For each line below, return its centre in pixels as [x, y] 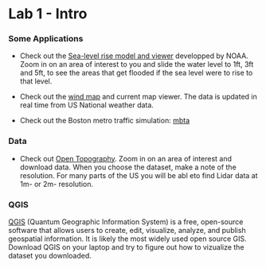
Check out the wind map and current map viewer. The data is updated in [138, 97]
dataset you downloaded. [50, 256]
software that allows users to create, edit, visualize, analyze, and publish [127, 231]
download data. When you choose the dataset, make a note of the [128, 167]
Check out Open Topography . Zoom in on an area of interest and [126, 158]
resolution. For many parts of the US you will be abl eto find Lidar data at [139, 175]
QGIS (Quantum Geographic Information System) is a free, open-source [126, 222]
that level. [36, 81]
